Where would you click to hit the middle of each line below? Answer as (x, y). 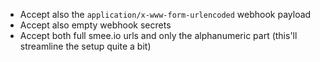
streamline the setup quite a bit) (85, 46)
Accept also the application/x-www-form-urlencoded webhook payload (165, 14)
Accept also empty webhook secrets (95, 25)
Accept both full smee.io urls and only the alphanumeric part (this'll (158, 35)
